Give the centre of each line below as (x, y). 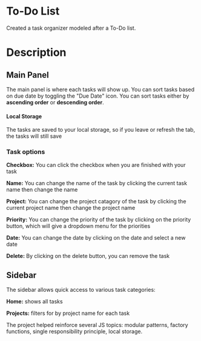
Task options (26, 152)
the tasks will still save (34, 136)
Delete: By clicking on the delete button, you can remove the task (88, 256)
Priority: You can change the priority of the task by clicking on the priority (99, 220)
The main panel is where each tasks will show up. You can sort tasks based (100, 89)
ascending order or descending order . (55, 102)
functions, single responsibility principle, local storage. (74, 331)
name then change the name (42, 190)
